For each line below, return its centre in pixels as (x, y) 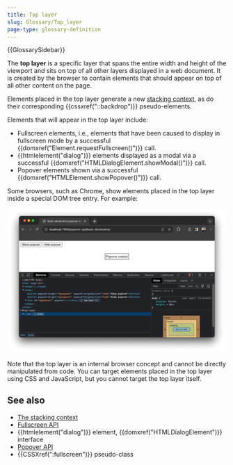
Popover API (35, 447)
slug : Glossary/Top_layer (45, 22)
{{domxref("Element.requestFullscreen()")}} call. (87, 148)
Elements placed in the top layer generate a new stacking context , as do (111, 99)
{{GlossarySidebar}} (37, 50)
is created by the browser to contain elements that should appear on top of (115, 78)
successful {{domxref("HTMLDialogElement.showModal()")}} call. (112, 163)
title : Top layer (32, 15)
